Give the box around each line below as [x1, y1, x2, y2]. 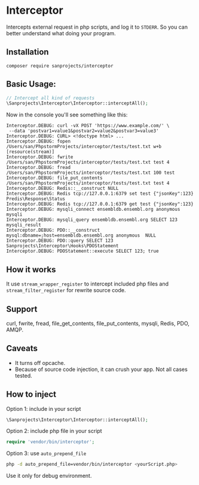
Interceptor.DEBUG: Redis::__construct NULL [6, 186, 119, 192]
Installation [6, 47, 49, 57]
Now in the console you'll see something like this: [6, 111, 128, 118]
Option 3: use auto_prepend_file [6, 450, 87, 457]
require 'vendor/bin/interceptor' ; [6, 439, 95, 445]
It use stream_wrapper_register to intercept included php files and [6, 280, 169, 287]
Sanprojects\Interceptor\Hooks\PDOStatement [6, 243, 119, 249]
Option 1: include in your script [6, 405, 81, 412]
